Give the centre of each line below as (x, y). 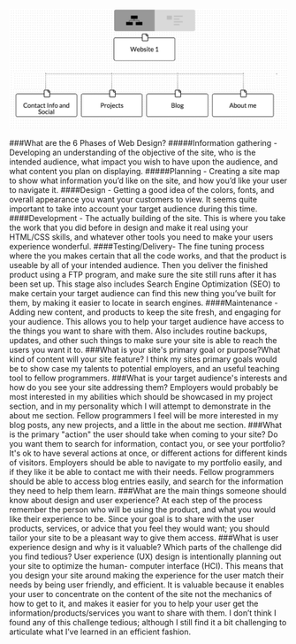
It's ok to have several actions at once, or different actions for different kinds (148, 453)
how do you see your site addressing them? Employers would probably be (144, 387)
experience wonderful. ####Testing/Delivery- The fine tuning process (137, 247)
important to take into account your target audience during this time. (133, 209)
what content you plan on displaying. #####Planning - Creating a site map (144, 172)
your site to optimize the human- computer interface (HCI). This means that (147, 566)
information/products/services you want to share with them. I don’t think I (143, 613)
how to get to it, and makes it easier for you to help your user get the (134, 604)
